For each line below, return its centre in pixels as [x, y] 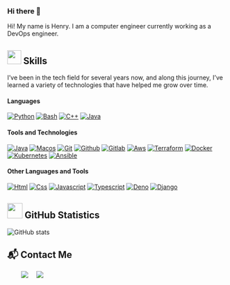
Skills [35, 61]
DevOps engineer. [33, 33]
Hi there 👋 [24, 11]
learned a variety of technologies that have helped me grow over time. [108, 85]
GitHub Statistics [62, 215]
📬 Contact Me [40, 255]
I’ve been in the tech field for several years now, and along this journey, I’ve [115, 78]
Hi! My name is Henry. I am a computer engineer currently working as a [109, 26]
